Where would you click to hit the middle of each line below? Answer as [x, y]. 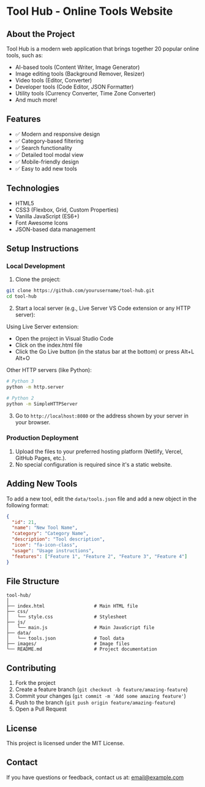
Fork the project [35, 683]
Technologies [33, 188]
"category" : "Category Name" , [50, 534]
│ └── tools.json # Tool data [65, 639]
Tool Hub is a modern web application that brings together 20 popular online [103, 49]
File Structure [33, 581]
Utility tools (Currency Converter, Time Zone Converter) [85, 93]
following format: [28, 505]
